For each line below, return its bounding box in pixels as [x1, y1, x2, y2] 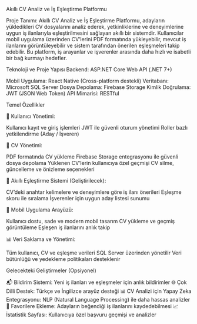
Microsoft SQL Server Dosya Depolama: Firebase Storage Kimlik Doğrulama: [6, 84, 191, 91]
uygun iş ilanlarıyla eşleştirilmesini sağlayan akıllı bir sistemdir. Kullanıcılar [6, 29, 184, 37]
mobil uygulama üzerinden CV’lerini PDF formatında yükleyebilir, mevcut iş [6, 36, 186, 42]
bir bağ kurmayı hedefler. [6, 55, 68, 61]
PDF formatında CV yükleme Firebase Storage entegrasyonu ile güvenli [6, 153, 178, 160]
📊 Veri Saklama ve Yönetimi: [6, 236, 76, 243]
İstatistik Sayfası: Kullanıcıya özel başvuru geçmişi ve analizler [6, 311, 157, 318]
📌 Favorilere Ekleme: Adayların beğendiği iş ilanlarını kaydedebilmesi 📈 [6, 303, 179, 309]
